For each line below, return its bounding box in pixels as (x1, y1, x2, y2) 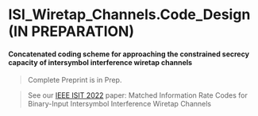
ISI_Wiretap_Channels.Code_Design (8, 6, 251, 24)
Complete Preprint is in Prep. (27, 75, 122, 85)
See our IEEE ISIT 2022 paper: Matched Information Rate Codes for (27, 91, 248, 100)
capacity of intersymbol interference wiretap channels (8, 57, 193, 67)
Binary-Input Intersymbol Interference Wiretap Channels (27, 99, 212, 109)
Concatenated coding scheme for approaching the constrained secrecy (8, 49, 250, 59)
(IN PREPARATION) (8, 22, 135, 41)
